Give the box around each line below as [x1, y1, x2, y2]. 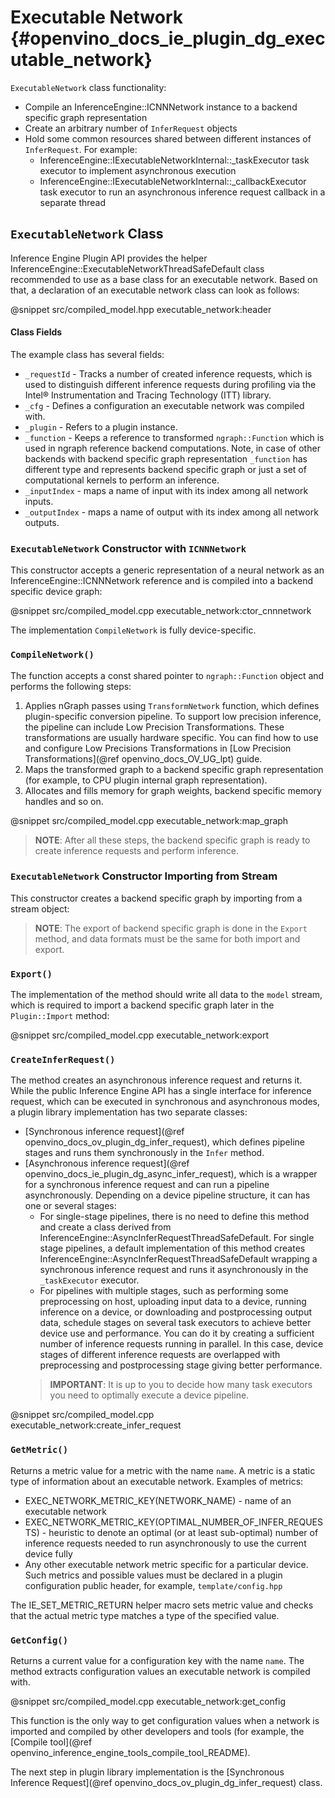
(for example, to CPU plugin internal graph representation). [24, 774, 268, 786]
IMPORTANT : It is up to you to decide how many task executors [49, 1379, 313, 1391]
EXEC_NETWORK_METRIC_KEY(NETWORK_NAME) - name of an [24, 1494, 292, 1506]
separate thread [39, 196, 107, 208]
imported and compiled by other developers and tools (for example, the [10, 1726, 305, 1738]
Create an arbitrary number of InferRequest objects [24, 122, 238, 134]
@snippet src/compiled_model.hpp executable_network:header [10, 303, 272, 315]
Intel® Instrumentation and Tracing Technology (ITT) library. [24, 389, 272, 401]
